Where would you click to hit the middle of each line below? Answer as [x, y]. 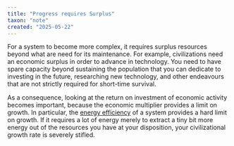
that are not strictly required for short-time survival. [82, 84]
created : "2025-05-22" [41, 27]
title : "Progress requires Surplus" [61, 14]
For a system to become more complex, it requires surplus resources [107, 47]
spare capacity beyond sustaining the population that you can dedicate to [114, 69]
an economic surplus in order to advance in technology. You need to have [115, 62]
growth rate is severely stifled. [51, 135]
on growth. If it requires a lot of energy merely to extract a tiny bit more [110, 120]
